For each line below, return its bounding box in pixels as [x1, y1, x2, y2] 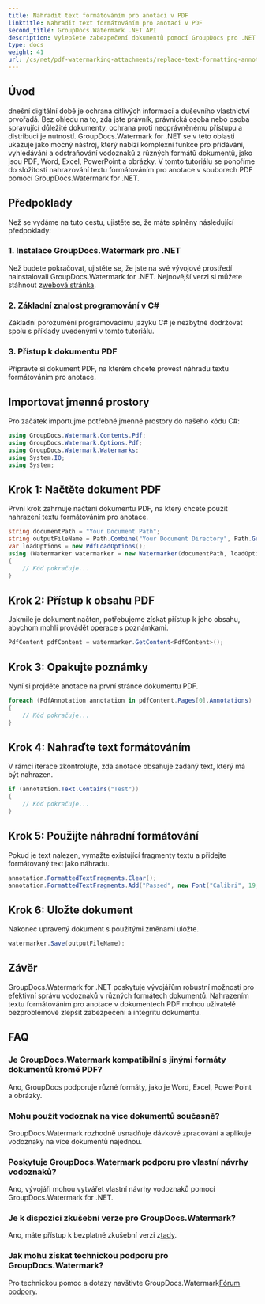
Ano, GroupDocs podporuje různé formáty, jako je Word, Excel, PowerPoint [8, 1082, 252, 1092]
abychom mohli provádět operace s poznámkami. [8, 623, 169, 633]
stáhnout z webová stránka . [8, 280, 96, 290]
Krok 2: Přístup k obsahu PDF [8, 593, 155, 607]
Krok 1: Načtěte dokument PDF [8, 483, 162, 496]
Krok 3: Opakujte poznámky [8, 660, 148, 673]
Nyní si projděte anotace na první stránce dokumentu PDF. [8, 681, 199, 691]
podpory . [8, 1287, 38, 1296]
